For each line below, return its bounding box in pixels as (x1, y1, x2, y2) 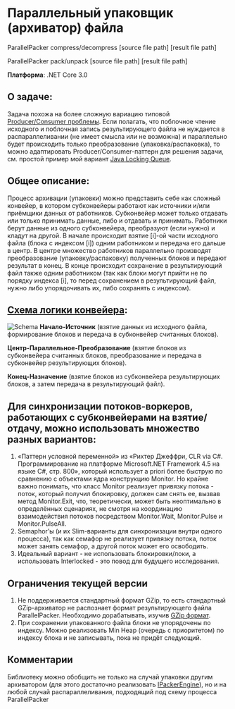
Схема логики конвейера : (7, 304, 128, 316)
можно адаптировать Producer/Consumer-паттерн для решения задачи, (7, 147, 224, 156)
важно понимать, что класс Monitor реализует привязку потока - (17, 482, 214, 491)
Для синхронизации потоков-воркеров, (7, 400, 193, 412)
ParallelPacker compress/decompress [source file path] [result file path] (7, 43, 217, 51)
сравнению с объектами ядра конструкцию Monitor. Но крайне (17, 474, 209, 483)
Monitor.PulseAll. (17, 519, 67, 528)
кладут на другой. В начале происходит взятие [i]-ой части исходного (7, 231, 219, 240)
